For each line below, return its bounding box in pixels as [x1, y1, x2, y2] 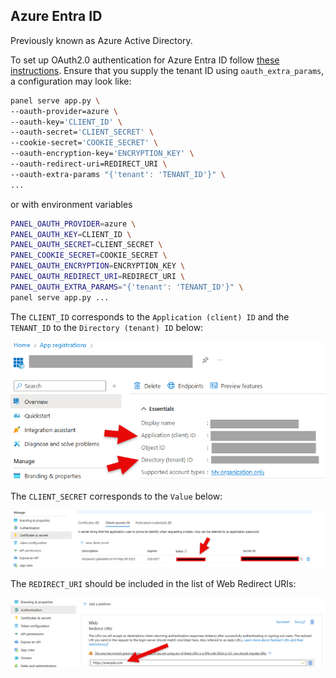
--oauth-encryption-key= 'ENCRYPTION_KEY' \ [10, 149, 195, 159]
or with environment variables [10, 198, 133, 210]
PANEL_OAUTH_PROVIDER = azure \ [10, 219, 137, 229]
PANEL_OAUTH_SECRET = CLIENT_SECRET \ [10, 240, 163, 250]
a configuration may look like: [10, 75, 132, 87]
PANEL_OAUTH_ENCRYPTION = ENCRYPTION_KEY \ [10, 261, 186, 271]
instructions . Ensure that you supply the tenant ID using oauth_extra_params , [10, 64, 325, 76]
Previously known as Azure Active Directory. [10, 34, 193, 46]
